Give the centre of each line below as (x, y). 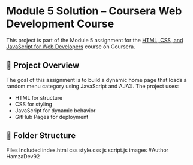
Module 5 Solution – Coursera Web (94, 11)
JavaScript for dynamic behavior (55, 110)
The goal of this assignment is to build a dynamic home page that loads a (96, 80)
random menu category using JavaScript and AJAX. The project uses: (93, 86)
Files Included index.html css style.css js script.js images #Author (88, 150)
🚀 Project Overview (43, 65)
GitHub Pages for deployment (52, 117)
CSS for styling (34, 104)
